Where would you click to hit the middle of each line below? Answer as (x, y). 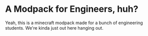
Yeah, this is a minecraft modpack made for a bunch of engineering (74, 23)
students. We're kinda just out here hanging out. (54, 28)
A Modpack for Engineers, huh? (72, 9)
